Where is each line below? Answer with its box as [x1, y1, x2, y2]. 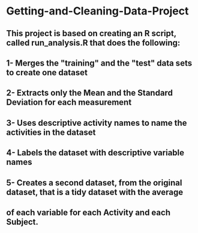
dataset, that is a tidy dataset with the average [6, 187, 184, 197]
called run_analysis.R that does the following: [6, 37, 181, 48]
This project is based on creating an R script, [6, 28, 177, 39]
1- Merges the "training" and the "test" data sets [6, 58, 193, 68]
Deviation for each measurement [6, 98, 132, 108]
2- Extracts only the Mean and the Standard [6, 88, 173, 98]
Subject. [6, 217, 39, 227]
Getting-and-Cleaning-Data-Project [6, 4, 189, 18]
